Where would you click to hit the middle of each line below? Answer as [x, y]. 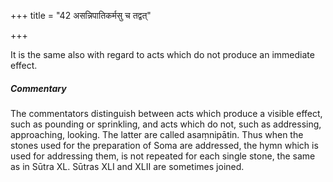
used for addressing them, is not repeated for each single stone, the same [163, 156]
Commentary [38, 88]
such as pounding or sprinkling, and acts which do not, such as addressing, [166, 124]
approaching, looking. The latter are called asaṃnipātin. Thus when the [157, 134]
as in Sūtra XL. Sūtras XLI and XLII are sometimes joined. [127, 166]
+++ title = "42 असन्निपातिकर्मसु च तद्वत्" [81, 15]
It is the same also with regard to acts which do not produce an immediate [162, 54]
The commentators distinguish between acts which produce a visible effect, [166, 113]
